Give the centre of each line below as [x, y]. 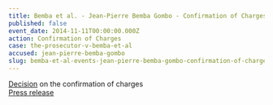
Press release [31, 92]
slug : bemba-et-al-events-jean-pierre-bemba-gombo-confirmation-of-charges [139, 61]
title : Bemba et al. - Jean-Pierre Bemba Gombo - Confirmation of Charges [138, 16]
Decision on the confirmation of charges [76, 84]
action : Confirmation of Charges [65, 38]
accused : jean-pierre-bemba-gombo [67, 53]
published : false [38, 23]
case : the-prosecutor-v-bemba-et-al [70, 46]
